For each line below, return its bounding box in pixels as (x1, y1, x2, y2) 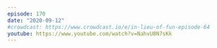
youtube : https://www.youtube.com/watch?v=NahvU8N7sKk (7, 30, 172, 37)
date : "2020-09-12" (7, 17, 65, 24)
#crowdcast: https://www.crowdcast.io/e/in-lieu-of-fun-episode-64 (7, 23, 211, 30)
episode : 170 (7, 10, 46, 18)
